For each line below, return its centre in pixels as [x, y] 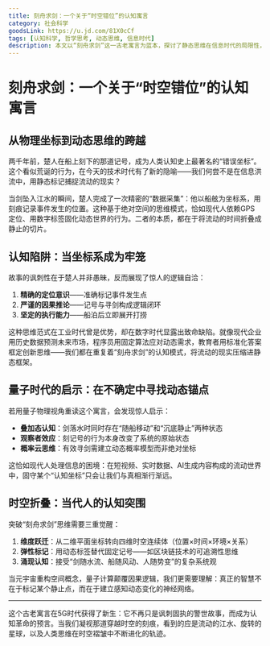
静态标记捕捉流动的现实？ [78, 181]
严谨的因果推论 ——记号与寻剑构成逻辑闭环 [90, 304]
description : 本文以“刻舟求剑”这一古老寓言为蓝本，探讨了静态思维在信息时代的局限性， [137, 46]
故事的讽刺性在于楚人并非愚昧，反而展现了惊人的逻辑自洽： [107, 277]
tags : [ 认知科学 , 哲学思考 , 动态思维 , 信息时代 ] [82, 38]
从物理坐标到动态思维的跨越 [77, 141]
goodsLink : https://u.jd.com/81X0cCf [72, 31]
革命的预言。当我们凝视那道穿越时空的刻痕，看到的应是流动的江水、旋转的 [138, 623]
